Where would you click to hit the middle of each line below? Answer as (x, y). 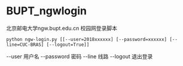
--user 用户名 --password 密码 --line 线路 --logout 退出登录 (80, 56)
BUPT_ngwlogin (46, 11)
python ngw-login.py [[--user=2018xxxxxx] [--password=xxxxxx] (87, 39)
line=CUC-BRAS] (25, 45)
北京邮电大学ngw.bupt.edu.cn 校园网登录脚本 (62, 28)
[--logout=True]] (68, 45)
